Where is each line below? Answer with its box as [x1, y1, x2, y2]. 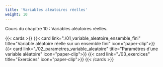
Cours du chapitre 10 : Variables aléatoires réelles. [5, 25, 108, 31]
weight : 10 [5, 12, 28, 17]
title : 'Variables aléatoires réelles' [5, 7, 88, 12]
